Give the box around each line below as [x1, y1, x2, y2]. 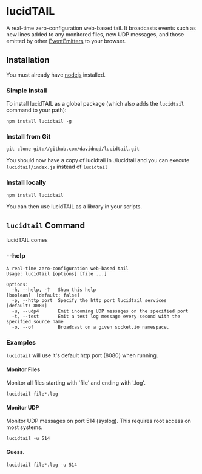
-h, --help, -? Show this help [12, 287, 96, 293]
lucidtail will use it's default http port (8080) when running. [6, 352, 158, 359]
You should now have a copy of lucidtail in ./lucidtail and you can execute [6, 157, 190, 164]
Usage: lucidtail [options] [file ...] [6, 270, 107, 277]
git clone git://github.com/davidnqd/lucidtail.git [6, 146, 140, 153]
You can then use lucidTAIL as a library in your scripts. [6, 202, 143, 210]
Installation [6, 55, 50, 65]
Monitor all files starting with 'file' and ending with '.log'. [6, 379, 146, 386]
